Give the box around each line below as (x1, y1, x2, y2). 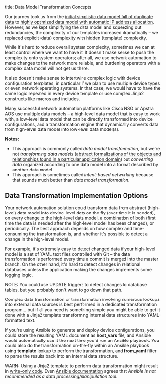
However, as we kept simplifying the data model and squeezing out (5, 24, 142, 30)
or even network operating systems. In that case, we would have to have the (5, 85, 161, 91)
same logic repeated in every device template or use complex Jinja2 (5, 91, 144, 96)
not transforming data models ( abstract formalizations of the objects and (12, 151, 161, 157)
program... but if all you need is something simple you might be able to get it (5, 306, 160, 313)
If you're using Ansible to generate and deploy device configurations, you (5, 327, 155, 333)
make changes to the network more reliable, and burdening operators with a (5, 60, 160, 66)
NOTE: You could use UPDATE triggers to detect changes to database (5, 281, 147, 287)
